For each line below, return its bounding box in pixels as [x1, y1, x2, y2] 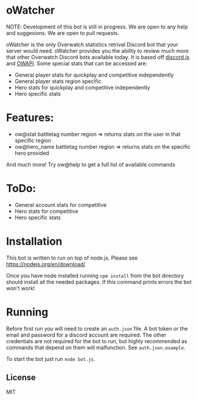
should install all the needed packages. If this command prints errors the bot [6, 278, 192, 285]
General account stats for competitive [14, 201, 107, 208]
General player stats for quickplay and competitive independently [14, 71, 174, 78]
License [6, 373, 36, 383]
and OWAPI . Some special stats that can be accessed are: [6, 60, 148, 67]
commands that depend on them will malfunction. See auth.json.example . [6, 344, 186, 351]
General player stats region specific [14, 78, 102, 85]
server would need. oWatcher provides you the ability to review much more [6, 47, 189, 54]
